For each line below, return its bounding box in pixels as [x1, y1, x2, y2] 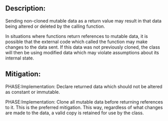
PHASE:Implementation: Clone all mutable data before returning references [5, 98, 163, 105]
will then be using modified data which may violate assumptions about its [5, 49, 159, 55]
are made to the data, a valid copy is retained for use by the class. [5, 110, 144, 116]
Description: [5, 4, 46, 13]
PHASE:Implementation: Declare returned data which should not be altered [5, 83, 162, 89]
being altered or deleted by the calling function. [5, 23, 106, 29]
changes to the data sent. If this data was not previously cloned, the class [5, 44, 160, 50]
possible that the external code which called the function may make [5, 38, 148, 45]
